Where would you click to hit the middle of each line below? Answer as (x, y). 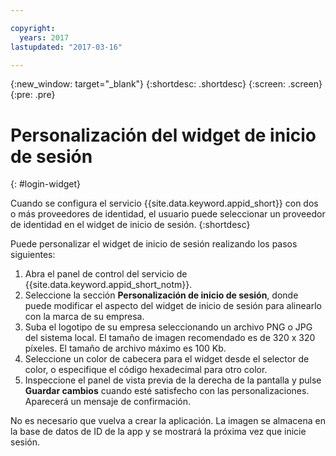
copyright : (33, 28)
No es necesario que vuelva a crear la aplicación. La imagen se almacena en (168, 421)
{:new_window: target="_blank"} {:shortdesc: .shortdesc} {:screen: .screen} (166, 84)
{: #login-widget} (45, 184)
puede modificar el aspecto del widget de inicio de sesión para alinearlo (173, 306)
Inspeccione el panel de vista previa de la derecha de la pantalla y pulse (173, 380)
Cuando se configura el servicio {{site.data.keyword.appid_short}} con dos (164, 203)
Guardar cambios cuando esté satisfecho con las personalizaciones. (167, 391)
